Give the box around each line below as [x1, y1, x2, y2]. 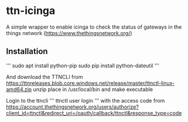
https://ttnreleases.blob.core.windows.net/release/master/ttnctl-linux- [6, 79, 175, 86]
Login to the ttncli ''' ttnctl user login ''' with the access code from [6, 97, 165, 104]
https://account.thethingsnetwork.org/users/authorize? [6, 103, 139, 110]
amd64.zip [6, 86, 32, 93]
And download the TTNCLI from [6, 73, 83, 80]
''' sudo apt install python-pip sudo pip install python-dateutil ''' [6, 62, 160, 69]
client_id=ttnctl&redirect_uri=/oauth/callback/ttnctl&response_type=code [6, 109, 182, 116]
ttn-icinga [6, 4, 56, 18]
